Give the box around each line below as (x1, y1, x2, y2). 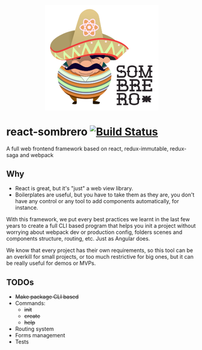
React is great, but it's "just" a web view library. (15, 185, 134, 192)
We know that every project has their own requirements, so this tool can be (6, 247, 194, 254)
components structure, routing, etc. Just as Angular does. (6, 235, 150, 242)
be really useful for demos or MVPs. (6, 259, 96, 267)
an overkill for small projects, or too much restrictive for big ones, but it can (6, 253, 194, 261)
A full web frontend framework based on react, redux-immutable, (6, 144, 169, 152)
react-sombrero (6, 125, 88, 138)
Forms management (15, 332, 65, 339)
